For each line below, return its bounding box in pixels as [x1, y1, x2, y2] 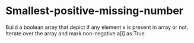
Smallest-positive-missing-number [5, 4, 184, 18]
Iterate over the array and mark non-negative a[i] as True [5, 29, 145, 37]
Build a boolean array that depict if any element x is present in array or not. [5, 24, 189, 31]
